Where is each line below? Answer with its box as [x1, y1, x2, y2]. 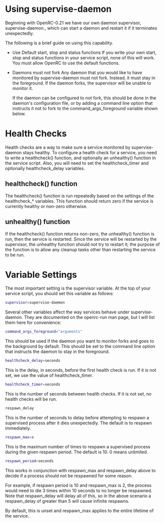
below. [12, 110, 26, 117]
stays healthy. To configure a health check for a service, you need [23, 149, 157, 155]
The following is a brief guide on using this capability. [5, 40, 113, 45]
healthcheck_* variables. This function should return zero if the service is [5, 198, 154, 204]
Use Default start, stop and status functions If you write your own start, [12, 49, 157, 55]
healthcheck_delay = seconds [5, 358, 61, 363]
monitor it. [12, 85, 33, 91]
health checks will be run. [5, 396, 58, 402]
